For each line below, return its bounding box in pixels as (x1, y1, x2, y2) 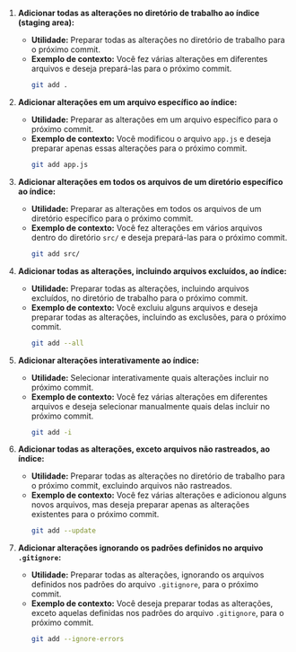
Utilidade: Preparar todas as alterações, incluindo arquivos (30, 283, 249, 294)
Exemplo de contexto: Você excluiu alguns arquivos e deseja (30, 302, 258, 313)
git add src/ (30, 249, 81, 259)
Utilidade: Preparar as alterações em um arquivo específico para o (30, 114, 278, 125)
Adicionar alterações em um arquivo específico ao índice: (17, 96, 238, 107)
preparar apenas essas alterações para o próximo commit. (30, 143, 248, 154)
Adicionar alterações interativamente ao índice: (17, 355, 200, 366)
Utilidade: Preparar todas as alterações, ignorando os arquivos (30, 569, 265, 580)
